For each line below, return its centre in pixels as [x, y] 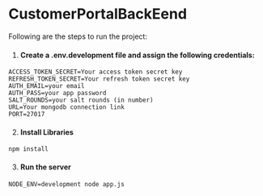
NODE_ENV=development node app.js [67, 184]
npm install [28, 149]
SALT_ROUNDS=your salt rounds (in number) [81, 100]
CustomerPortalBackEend [98, 14]
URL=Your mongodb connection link [67, 107]
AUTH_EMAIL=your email [47, 86]
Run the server [45, 167]
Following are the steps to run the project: [78, 36]
